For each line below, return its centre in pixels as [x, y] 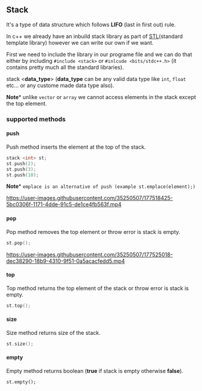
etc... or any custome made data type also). [60, 85]
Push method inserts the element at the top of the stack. [76, 147]
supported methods [36, 119]
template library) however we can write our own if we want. [80, 42]
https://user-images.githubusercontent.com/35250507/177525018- [90, 254]
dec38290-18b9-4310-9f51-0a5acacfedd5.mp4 [66, 261]
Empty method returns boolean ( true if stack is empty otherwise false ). [95, 370]
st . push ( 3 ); [21, 169]
